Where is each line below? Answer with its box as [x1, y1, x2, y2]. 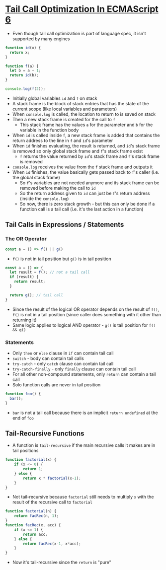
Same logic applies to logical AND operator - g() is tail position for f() [12, 322, 156, 328]
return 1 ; [23, 467, 43, 472]
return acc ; [23, 532, 48, 537]
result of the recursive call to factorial [12, 499, 93, 505]
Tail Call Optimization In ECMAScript [5, 3, 159, 15]
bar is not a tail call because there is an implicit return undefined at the [12, 410, 158, 416]
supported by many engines [12, 36, 70, 42]
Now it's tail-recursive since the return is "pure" [12, 560, 111, 566]
